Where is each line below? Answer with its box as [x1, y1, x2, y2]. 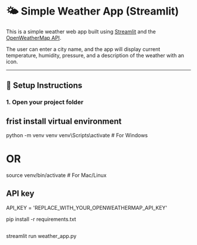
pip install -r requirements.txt [6, 215, 76, 223]
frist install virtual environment [6, 116, 122, 126]
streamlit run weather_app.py [6, 233, 77, 240]
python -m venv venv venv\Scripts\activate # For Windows [6, 132, 148, 139]
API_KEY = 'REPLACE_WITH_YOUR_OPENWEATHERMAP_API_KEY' [6, 204, 168, 211]
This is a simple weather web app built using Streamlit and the [6, 28, 157, 35]
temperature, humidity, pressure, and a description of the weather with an [6, 52, 185, 59]
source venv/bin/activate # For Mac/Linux [6, 172, 107, 179]
